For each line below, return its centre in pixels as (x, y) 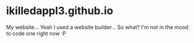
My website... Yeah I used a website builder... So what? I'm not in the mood (97, 27)
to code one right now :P (36, 33)
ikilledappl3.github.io (60, 11)
